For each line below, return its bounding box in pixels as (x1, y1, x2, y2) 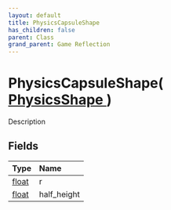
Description (8, 117, 45, 126)
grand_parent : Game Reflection (8, 41, 111, 49)
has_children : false (8, 26, 76, 34)
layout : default (8, 11, 61, 20)
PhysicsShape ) (8, 91, 112, 109)
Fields (8, 139, 39, 153)
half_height (38, 189, 80, 200)
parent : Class (8, 33, 55, 42)
